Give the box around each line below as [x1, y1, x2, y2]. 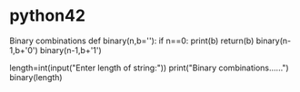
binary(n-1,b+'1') [39, 44, 102, 55]
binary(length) [9, 71, 63, 82]
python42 [9, 5, 86, 26]
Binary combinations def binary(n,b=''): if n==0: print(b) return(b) [9, 35, 255, 46]
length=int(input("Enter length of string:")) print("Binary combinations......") [9, 62, 289, 73]
